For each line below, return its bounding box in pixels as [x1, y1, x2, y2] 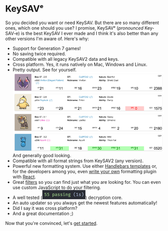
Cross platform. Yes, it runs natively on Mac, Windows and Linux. [12, 61, 147, 67]
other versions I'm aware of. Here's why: [5, 36, 90, 42]
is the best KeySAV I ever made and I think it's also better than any [21, 30, 158, 36]
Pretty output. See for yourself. [12, 66, 77, 73]
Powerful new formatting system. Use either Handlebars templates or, [12, 163, 157, 169]
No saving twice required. [12, 51, 66, 57]
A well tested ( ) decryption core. [12, 194, 123, 201]
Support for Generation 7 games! [12, 45, 81, 51]
